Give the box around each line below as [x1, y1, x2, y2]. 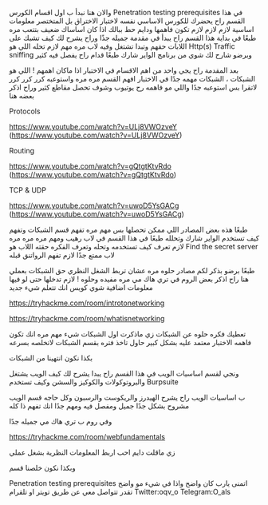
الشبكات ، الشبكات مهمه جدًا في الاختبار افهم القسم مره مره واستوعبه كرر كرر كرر [9, 74, 256, 83]
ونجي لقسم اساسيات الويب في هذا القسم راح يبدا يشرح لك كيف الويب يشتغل [9, 368, 239, 378]
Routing [9, 146, 35, 155]
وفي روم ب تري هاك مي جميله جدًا [9, 416, 112, 426]
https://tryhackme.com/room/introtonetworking [9, 298, 165, 308]
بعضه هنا [9, 91, 35, 100]
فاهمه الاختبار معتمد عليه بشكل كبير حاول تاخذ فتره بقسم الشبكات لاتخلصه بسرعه [9, 338, 252, 347]
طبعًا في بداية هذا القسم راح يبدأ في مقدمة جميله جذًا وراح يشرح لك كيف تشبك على [9, 33, 257, 42]
